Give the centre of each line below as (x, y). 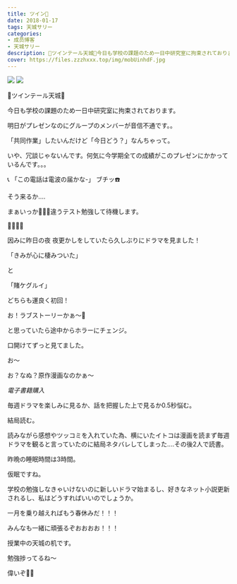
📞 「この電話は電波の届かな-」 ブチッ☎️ (64, 179)
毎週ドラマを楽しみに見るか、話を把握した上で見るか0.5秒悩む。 (102, 405)
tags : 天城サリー (30, 27)
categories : (25, 34)
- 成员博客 (21, 40)
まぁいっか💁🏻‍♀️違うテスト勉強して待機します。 (75, 211)
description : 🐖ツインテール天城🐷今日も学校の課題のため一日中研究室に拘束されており (117, 54)
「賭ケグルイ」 (29, 285)
